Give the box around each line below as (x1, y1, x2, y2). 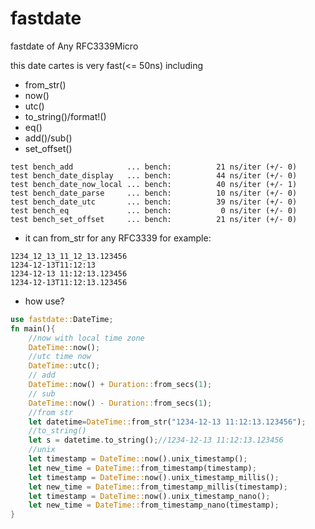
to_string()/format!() (24, 110, 107, 122)
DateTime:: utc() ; (28, 361, 101, 371)
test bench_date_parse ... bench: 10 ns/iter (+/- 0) (10, 188, 298, 198)
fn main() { (10, 323, 56, 334)
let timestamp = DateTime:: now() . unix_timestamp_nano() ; (28, 491, 271, 501)
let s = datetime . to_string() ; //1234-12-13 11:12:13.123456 (28, 435, 284, 446)
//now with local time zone (28, 333, 145, 343)
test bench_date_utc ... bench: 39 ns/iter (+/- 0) (10, 197, 298, 207)
